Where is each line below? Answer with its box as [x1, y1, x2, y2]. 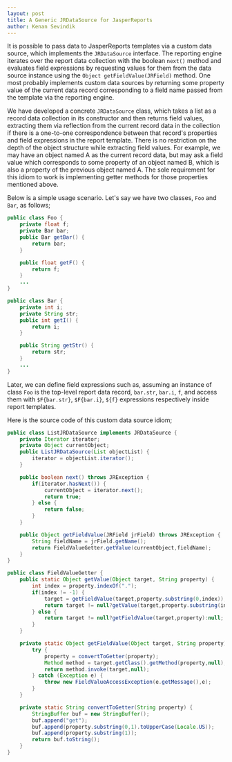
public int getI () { [19, 316, 79, 324]
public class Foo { [7, 215, 64, 221]
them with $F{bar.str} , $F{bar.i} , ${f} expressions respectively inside [7, 395, 209, 403]
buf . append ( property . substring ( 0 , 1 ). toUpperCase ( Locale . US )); [32, 723, 215, 730]
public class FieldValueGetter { [7, 570, 104, 577]
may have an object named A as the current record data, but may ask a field [7, 151, 223, 159]
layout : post [7, 10, 45, 17]
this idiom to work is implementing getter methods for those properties [7, 173, 209, 181]
